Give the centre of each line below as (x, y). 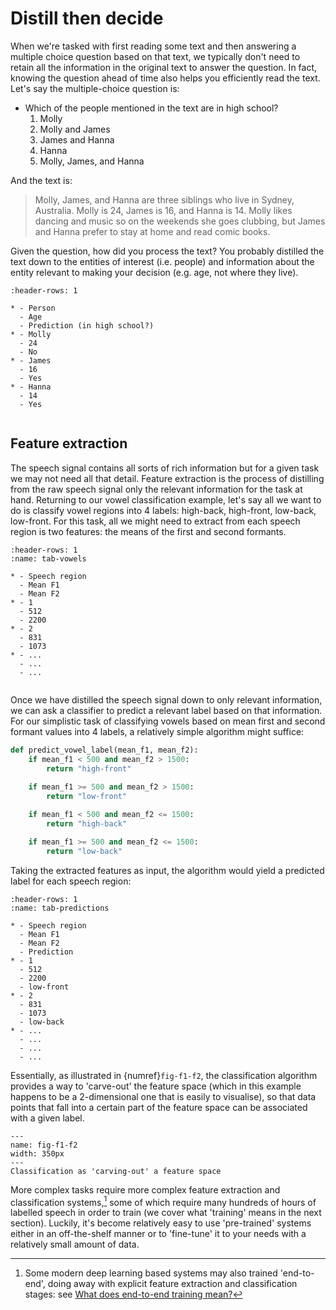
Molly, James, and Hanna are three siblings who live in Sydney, (164, 199)
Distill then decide (87, 18)
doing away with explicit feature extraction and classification (172, 1284)
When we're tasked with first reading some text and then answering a (153, 46)
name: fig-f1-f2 (44, 1145)
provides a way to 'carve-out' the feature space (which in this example (156, 1086)
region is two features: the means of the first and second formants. (148, 531)
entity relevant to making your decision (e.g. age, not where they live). (154, 272)
